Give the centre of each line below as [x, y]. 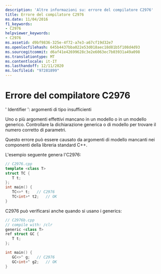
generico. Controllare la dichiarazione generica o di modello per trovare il [81, 124]
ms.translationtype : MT [30, 57]
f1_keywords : [19, 24]
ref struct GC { [22, 234]
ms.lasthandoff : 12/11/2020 [35, 66]
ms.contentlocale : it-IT [31, 61]
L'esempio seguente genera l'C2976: [43, 154]
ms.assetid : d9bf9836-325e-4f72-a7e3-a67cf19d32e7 [59, 43]
